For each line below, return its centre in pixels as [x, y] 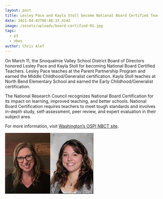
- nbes [16, 41]
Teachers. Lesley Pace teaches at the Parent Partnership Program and [75, 71]
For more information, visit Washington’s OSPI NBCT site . [62, 126]
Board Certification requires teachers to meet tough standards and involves [80, 106]
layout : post [18, 10]
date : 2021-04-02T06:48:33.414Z [38, 20]
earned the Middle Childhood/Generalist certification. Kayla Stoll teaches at [80, 76]
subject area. [18, 116]
